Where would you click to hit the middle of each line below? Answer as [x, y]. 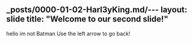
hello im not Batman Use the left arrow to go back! [68, 33]
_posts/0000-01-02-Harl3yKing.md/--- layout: [97, 10]
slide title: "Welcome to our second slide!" [87, 19]
